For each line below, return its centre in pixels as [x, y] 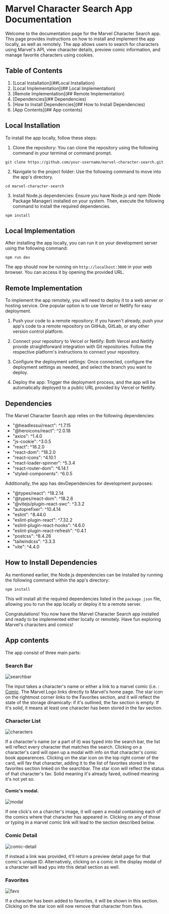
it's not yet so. [20, 779]
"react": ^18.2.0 [29, 447]
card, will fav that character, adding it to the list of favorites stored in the [80, 763]
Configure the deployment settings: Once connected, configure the [82, 362]
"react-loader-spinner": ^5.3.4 [44, 463]
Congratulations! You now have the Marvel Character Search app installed [82, 614]
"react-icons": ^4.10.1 [34, 458]
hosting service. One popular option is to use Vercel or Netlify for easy [78, 306]
